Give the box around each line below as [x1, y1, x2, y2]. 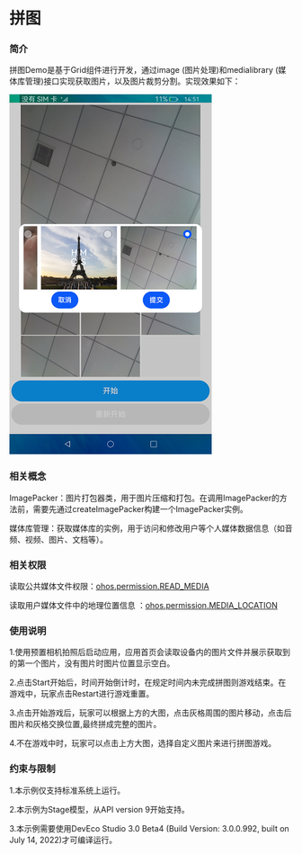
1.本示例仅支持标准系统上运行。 [9, 785, 126, 796]
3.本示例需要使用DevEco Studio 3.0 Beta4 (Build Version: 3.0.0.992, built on [9, 823, 289, 833]
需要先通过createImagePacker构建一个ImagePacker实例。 [32, 503, 249, 514]
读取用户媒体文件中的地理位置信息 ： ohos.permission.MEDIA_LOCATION [9, 600, 279, 611]
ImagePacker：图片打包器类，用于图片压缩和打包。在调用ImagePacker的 [9, 492, 280, 503]
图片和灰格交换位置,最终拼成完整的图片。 [9, 719, 162, 730]
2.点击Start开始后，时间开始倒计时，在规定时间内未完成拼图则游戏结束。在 [9, 677, 287, 688]
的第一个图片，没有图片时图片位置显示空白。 [9, 658, 175, 669]
